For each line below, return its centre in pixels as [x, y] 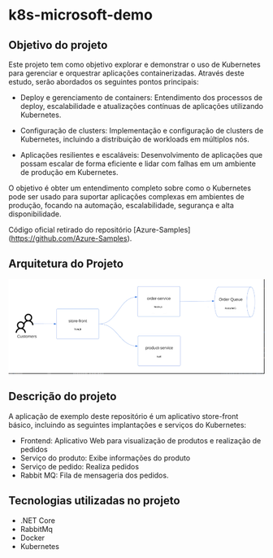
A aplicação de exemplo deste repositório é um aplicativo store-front [123, 416]
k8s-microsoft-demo [80, 15]
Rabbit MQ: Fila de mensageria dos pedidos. [94, 475]
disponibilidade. [35, 214]
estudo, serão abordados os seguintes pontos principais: [104, 82]
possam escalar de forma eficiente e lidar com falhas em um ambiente [138, 163]
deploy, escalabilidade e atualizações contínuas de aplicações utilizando [142, 106]
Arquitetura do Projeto [66, 264]
